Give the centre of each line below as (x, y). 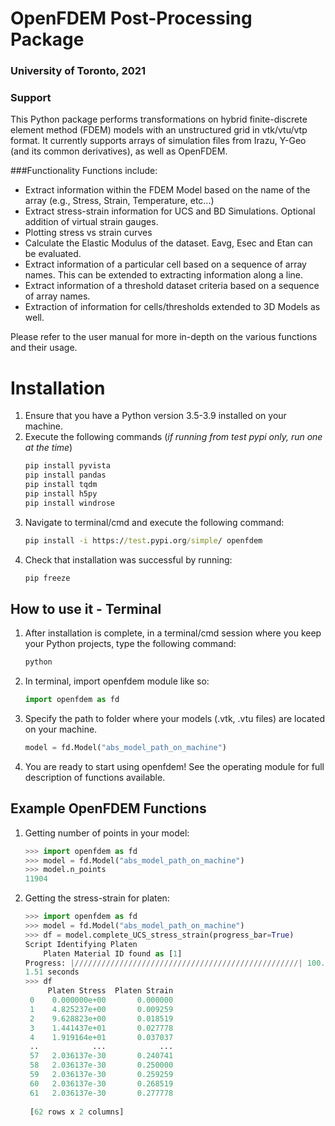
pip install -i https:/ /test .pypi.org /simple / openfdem (143, 540)
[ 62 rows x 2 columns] (77, 1112)
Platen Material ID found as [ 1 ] (113, 953)
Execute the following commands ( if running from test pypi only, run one (173, 437)
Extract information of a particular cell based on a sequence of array (165, 264)
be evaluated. (53, 254)
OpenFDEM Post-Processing (131, 18)
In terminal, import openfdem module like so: (117, 681)
